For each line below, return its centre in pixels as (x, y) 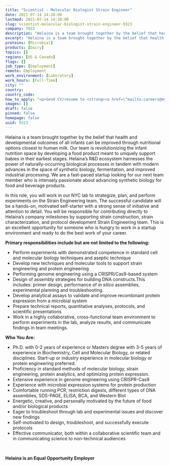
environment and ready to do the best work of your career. (66, 232)
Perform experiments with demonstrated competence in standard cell (85, 252)
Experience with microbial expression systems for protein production (84, 385)
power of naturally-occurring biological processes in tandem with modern (82, 164)
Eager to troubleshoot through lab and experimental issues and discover (88, 411)
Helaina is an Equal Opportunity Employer (50, 458)
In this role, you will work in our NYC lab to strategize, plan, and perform (80, 195)
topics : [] (17, 52)
